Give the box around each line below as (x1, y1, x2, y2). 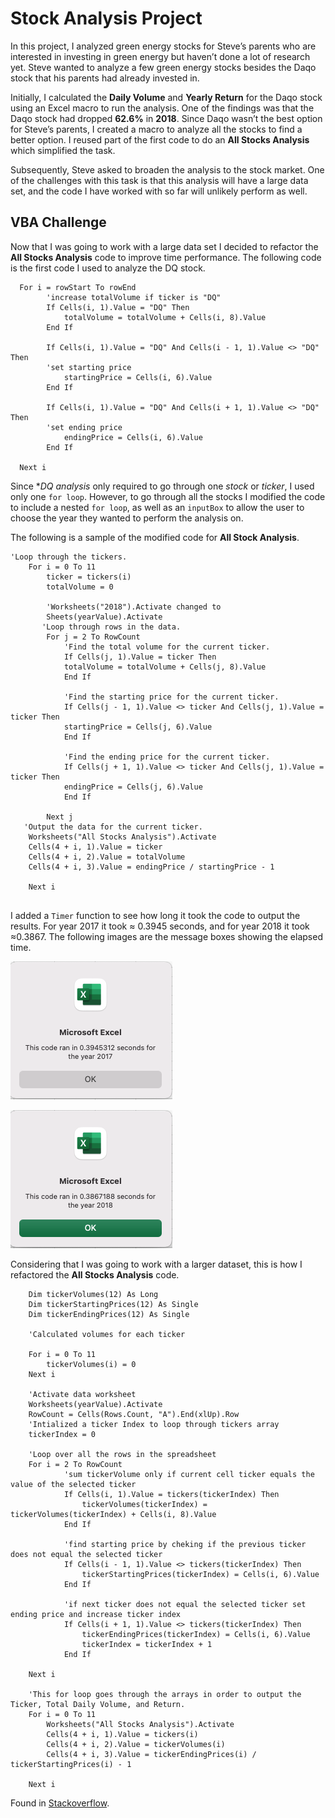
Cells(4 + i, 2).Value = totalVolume (28, 852, 186, 862)
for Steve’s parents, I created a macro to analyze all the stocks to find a (10, 123, 303, 135)
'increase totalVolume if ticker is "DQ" (46, 292, 222, 302)
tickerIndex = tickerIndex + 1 (81, 1639, 213, 1649)
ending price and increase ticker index (10, 1609, 182, 1619)
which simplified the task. (10, 144, 116, 156)
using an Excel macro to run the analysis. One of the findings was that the (10, 102, 315, 114)
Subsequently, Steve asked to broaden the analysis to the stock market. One (10, 163, 325, 176)
